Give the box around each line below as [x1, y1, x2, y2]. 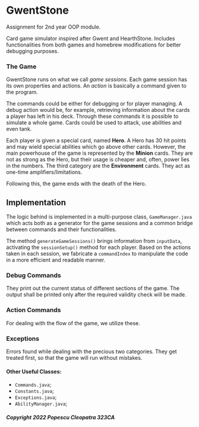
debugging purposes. [6, 47, 59, 54]
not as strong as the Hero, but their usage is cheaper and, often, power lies [6, 156, 190, 163]
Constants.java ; [14, 388, 55, 395]
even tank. [6, 126, 32, 133]
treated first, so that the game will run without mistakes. [6, 354, 143, 361]
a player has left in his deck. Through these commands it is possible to [6, 113, 179, 120]
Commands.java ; [14, 381, 52, 388]
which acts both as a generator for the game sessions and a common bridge [6, 220, 193, 227]
